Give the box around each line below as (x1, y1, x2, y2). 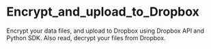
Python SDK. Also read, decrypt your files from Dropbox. (6, 33, 166, 42)
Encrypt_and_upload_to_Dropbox (6, 4, 199, 20)
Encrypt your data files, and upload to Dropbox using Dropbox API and (6, 27, 205, 35)
